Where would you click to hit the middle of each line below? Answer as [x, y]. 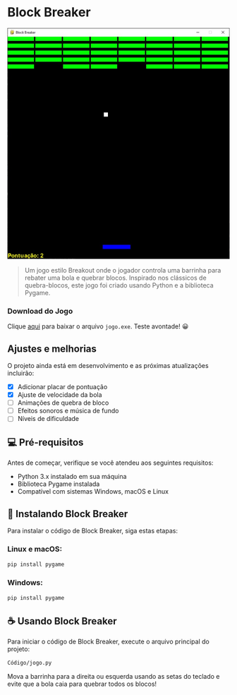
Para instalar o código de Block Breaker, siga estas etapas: [93, 530]
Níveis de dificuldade [48, 419]
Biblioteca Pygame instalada [59, 484]
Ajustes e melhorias [52, 349]
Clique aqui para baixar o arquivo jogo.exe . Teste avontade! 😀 [98, 326]
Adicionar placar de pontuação [62, 387]
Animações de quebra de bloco [63, 403]
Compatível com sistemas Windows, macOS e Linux [93, 492]
